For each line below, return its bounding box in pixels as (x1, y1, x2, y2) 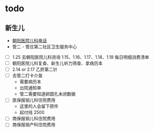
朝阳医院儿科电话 (12, 38, 47, 43)
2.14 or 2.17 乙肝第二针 (12, 67, 58, 73)
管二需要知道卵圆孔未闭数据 (19, 91, 76, 97)
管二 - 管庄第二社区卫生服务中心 (12, 44, 77, 50)
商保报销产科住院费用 (12, 122, 55, 128)
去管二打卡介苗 (12, 73, 43, 79)
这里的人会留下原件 (19, 104, 59, 109)
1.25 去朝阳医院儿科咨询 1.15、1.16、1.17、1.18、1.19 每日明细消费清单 (12, 54, 150, 60)
